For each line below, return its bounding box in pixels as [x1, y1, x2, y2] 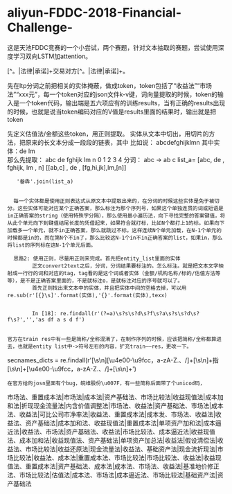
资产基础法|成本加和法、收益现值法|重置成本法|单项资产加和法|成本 [25, 418, 216, 427]
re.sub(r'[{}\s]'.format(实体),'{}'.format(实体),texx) [7, 292, 168, 299]
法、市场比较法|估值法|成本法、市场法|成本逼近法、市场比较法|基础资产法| [7, 470, 218, 479]
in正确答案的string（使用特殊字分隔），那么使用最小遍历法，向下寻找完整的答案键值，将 [7, 212, 226, 219]
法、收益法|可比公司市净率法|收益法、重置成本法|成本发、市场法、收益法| [7, 410, 216, 418]
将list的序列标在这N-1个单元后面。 [7, 241, 96, 249]
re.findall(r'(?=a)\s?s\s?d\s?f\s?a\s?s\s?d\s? [60, 310, 199, 317]
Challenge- [7, 19, 73, 35]
